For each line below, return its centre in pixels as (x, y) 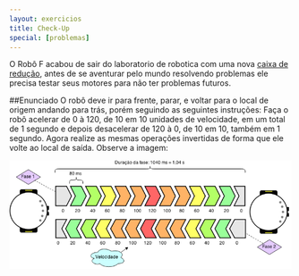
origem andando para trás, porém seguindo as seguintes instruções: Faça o (149, 110)
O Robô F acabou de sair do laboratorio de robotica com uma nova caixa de (149, 64)
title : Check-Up (39, 28)
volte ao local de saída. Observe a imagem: (89, 148)
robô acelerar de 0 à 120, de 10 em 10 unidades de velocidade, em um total (147, 120)
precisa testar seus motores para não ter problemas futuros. (120, 83)
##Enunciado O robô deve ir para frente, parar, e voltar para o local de (139, 100)
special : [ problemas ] (50, 38)
